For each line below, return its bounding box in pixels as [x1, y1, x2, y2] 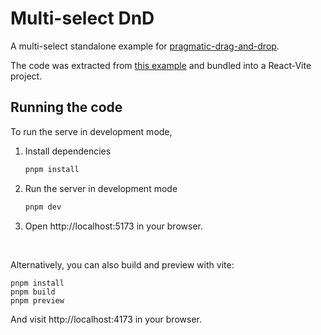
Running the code [10, 99, 123, 116]
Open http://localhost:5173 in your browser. [24, 220, 203, 232]
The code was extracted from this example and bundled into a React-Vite [10, 59, 312, 71]
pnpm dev [24, 202, 62, 212]
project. [10, 70, 43, 82]
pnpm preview [10, 295, 65, 306]
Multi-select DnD [10, 7, 155, 30]
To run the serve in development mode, [10, 125, 173, 137]
